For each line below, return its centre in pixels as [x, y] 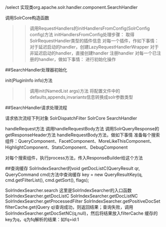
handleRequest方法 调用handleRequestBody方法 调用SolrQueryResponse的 [82, 129]
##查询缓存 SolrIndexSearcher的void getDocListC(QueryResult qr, [73, 168]
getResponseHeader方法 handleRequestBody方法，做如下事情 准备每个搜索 [83, 135]
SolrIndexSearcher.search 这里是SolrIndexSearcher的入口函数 [69, 190]
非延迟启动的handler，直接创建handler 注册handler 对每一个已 [93, 53]
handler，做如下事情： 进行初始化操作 [77, 59]
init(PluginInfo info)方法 [29, 80]
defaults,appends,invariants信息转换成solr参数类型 [81, 97]
